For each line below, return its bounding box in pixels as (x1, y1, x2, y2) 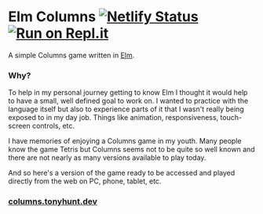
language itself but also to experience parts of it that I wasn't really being (8, 104, 245, 114)
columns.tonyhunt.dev (8, 196, 98, 207)
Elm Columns (8, 8, 97, 26)
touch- (220, 113, 242, 122)
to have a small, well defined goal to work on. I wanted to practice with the (8, 96, 249, 106)
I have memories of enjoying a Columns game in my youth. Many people (8, 136, 242, 146)
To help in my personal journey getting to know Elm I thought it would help (8, 88, 248, 97)
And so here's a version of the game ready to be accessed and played (8, 169, 236, 178)
